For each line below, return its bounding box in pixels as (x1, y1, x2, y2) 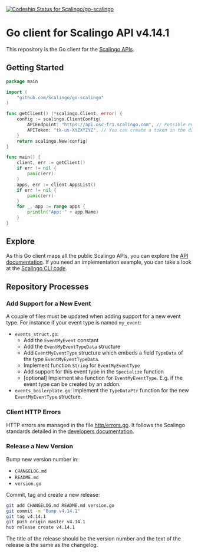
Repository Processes (6, 281, 89, 291)
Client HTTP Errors (6, 408, 61, 416)
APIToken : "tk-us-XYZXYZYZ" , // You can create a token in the (27, 127, 186, 133)
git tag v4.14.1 (6, 513, 46, 519)
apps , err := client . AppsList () (16, 182, 96, 188)
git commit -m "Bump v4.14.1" (6, 508, 81, 514)
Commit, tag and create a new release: (6, 491, 100, 498)
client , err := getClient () (16, 160, 85, 166)
